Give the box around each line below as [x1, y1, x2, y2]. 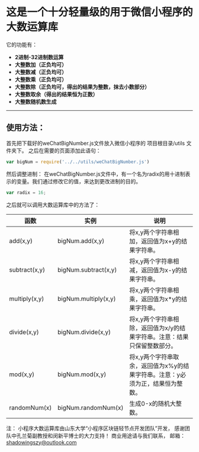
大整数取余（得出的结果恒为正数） [14, 90, 98, 98]
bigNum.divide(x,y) [57, 327, 111, 336]
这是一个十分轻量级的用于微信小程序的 [6, 5, 194, 19]
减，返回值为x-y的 [129, 266, 182, 274]
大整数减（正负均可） [14, 68, 67, 75]
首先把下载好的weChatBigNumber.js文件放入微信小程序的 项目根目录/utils [6, 139, 185, 147]
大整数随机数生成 [14, 98, 57, 105]
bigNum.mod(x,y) [57, 370, 107, 378]
